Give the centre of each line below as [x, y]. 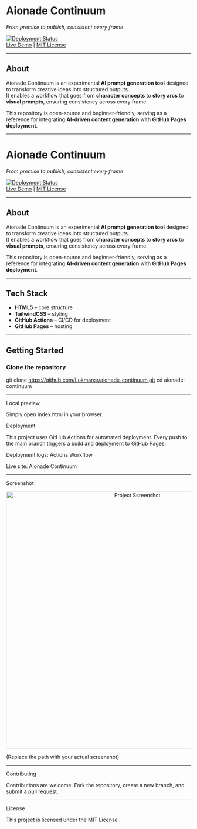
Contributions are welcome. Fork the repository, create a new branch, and [95, 785]
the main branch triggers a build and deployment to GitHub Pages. [86, 443]
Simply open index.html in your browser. [55, 414]
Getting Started [35, 350]
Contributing [21, 774]
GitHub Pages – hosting [43, 326]
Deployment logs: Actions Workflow [49, 455]
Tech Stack [27, 293]
